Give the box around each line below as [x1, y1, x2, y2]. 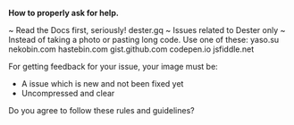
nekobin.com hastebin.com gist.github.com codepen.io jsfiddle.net [8, 44, 255, 54]
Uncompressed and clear [21, 88, 115, 98]
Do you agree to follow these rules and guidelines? [8, 105, 195, 115]
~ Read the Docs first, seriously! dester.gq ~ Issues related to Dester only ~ [8, 25, 286, 35]
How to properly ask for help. [8, 8, 120, 18]
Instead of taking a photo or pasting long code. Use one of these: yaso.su [8, 35, 280, 45]
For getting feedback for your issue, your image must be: [8, 62, 218, 71]
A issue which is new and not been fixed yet [21, 79, 184, 88]
